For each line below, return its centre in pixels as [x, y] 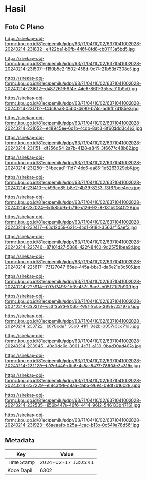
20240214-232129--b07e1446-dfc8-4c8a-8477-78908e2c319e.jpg [73, 366]
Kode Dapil [20, 470]
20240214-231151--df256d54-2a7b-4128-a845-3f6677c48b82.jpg [72, 148]
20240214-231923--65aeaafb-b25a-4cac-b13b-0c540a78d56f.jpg [72, 425]
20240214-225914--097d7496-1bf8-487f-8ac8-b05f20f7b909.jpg [72, 287]
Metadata [20, 440]
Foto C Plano [24, 27]
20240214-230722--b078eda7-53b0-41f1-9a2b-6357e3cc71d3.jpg [72, 326]
